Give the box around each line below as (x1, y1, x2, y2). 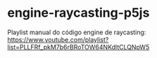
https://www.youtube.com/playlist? (7, 35, 109, 43)
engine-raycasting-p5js (7, 5, 150, 21)
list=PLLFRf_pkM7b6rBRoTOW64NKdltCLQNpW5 (7, 43, 150, 51)
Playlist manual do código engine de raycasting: (7, 28, 146, 36)
